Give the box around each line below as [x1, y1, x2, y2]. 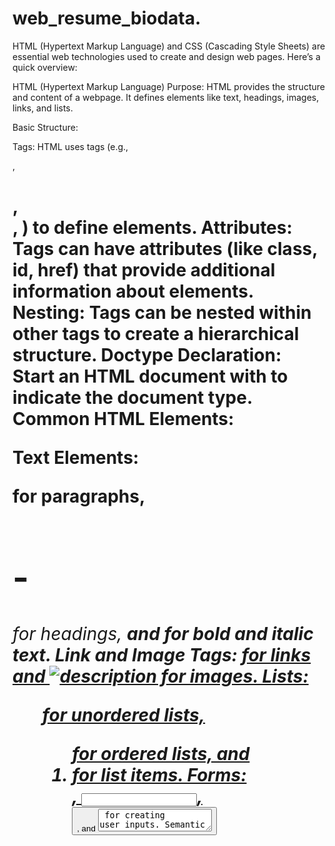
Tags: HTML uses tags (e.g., [12, 140, 129, 152]
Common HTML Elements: [12, 408, 235, 431]
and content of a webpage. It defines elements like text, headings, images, [12, 91, 320, 103]
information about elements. [12, 280, 254, 303]
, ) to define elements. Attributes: [12, 217, 293, 239]
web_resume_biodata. [12, 7, 202, 30]
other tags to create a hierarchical [12, 323, 300, 346]
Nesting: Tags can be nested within [12, 302, 312, 324]
